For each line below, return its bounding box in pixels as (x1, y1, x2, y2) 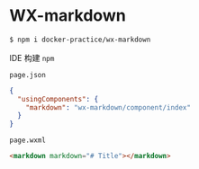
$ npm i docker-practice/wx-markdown (9, 35, 151, 44)
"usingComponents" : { (17, 94, 99, 103)
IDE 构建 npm (9, 52, 55, 63)
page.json (9, 70, 47, 79)
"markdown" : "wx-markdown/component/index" (25, 102, 192, 112)
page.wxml (9, 136, 47, 145)
